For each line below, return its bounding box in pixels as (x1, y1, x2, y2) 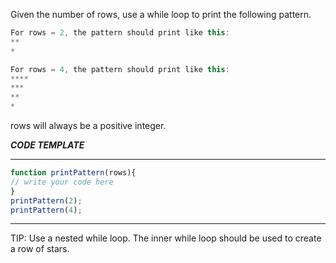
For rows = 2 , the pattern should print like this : (10, 28, 230, 38)
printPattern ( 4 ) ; (10, 205, 83, 215)
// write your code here (10, 177, 114, 187)
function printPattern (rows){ (10, 168, 137, 178)
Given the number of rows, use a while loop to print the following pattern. (10, 9, 312, 20)
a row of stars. (10, 243, 70, 255)
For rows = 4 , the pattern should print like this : (10, 64, 230, 74)
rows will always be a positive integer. (10, 120, 167, 131)
